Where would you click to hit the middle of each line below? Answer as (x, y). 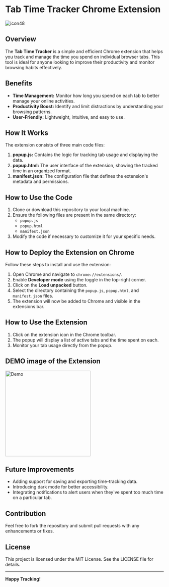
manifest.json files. (33, 296)
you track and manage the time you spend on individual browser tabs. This (82, 57)
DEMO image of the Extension (53, 361)
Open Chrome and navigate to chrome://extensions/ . (67, 274)
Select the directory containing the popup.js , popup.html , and (76, 290)
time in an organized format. (42, 171)
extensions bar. (28, 306)
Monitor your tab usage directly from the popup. (62, 345)
